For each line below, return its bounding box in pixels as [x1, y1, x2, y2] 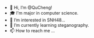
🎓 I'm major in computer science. [9, 10, 79, 16]
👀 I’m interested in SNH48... [9, 17, 66, 23]
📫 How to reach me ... [9, 28, 55, 34]
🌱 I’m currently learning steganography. [9, 22, 89, 28]
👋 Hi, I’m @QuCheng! [9, 5, 53, 10]
